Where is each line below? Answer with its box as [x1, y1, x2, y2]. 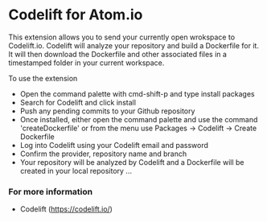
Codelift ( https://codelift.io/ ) [19, 204, 113, 214]
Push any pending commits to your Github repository [19, 106, 195, 116]
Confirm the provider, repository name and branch [19, 149, 187, 158]
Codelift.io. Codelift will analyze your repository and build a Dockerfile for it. [8, 40, 260, 50]
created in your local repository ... [19, 166, 133, 175]
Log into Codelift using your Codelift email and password [19, 140, 209, 150]
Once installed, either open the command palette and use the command [19, 114, 258, 124]
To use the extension [8, 73, 78, 83]
